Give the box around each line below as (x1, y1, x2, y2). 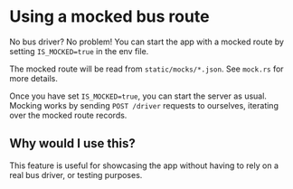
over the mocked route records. (9, 109, 128, 120)
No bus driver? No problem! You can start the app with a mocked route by (9, 36, 285, 47)
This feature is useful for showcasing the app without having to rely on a (9, 160, 279, 171)
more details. (9, 72, 59, 83)
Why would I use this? (9, 136, 136, 151)
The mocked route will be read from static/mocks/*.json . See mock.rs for (9, 63, 284, 74)
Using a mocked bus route (9, 6, 210, 27)
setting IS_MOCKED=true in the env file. (9, 45, 149, 56)
